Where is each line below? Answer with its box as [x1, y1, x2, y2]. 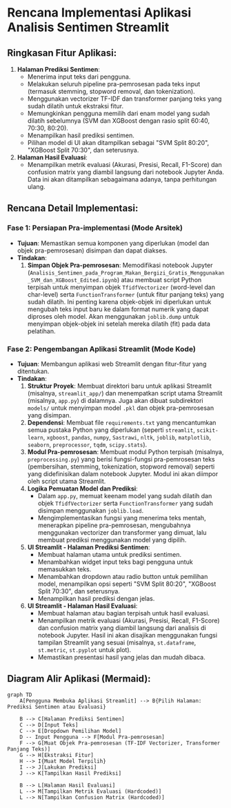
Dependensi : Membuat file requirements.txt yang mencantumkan [27, 418, 217, 426]
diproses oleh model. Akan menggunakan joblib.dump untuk [27, 312, 199, 320]
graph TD [7, 691, 32, 698]
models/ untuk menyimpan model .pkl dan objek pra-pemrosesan [27, 404, 214, 412]
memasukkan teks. [37, 564, 92, 573]
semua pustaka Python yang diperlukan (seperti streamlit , [27, 426, 195, 434]
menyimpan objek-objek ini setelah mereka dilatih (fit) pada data [27, 319, 210, 328]
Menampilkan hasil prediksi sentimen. [27, 131, 134, 139]
